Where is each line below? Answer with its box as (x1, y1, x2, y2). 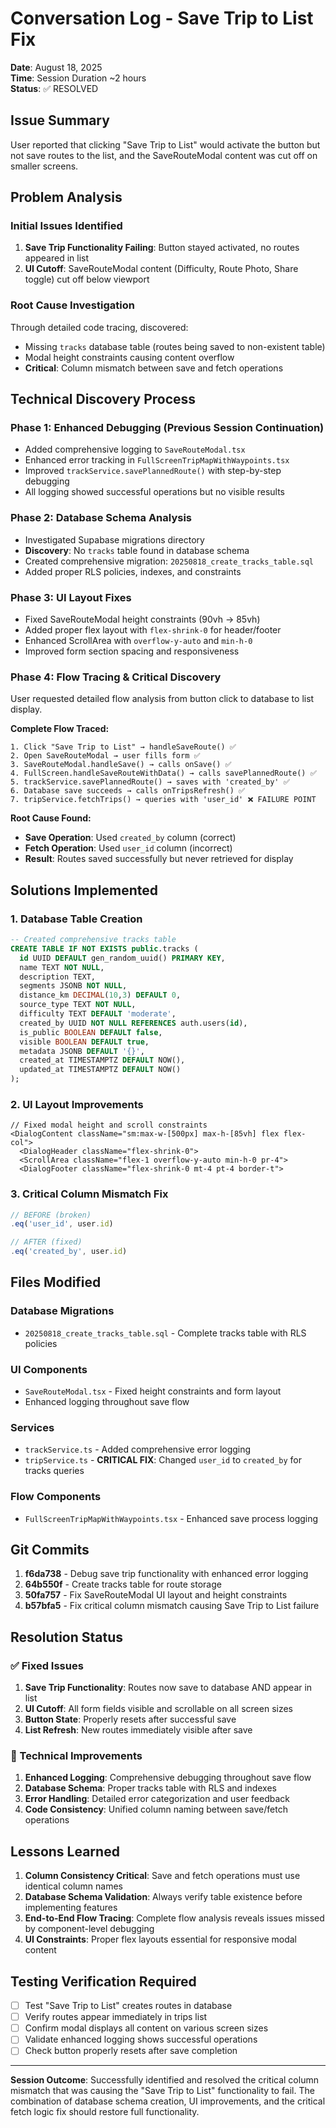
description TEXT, (19, 972, 97, 982)
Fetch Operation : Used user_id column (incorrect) (24, 842, 233, 854)
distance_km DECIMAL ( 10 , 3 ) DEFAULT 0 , (19, 990, 182, 1001)
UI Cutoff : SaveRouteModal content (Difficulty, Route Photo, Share (24, 263, 299, 275)
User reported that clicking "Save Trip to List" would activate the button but (10, 138, 321, 151)
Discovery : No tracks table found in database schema (24, 544, 250, 556)
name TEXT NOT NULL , (19, 962, 105, 972)
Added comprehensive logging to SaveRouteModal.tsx (24, 443, 246, 456)
